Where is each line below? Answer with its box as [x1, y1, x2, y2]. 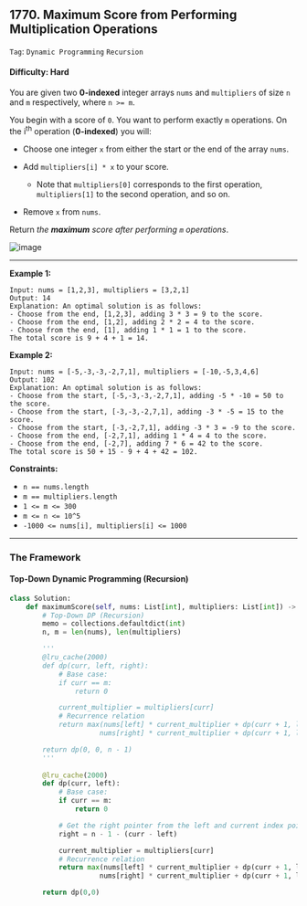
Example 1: [9, 268, 52, 279]
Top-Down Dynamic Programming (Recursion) [9, 574, 189, 585]
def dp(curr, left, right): [42, 661, 149, 670]
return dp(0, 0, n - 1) [42, 744, 132, 754]
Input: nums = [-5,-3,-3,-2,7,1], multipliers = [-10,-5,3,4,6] [9, 367, 259, 376]
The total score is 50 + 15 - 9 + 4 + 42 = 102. [9, 447, 198, 456]
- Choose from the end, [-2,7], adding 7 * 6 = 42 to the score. [9, 438, 263, 448]
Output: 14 [9, 293, 51, 302]
